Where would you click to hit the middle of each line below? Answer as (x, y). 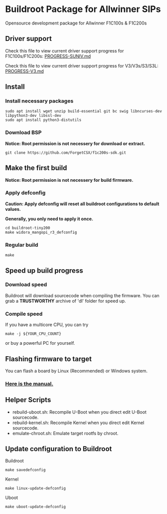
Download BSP (23, 132)
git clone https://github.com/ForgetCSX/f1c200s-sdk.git (66, 153)
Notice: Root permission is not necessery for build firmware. (69, 180)
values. (13, 209)
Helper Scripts (28, 400)
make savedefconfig (25, 470)
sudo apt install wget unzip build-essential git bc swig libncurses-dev (84, 111)
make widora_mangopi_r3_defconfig (41, 232)
